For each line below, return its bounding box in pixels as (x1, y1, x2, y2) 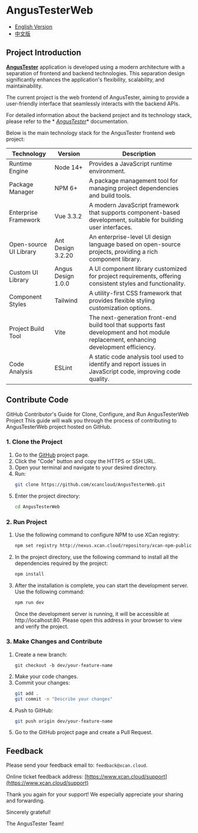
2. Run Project (6, 518, 47, 526)
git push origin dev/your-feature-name (14, 718, 113, 724)
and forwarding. (6, 797, 45, 805)
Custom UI (9, 268, 38, 276)
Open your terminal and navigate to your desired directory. (14, 464, 157, 471)
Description (122, 149, 156, 157)
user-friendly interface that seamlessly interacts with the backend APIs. (6, 100, 180, 107)
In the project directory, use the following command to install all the (14, 553, 179, 560)
